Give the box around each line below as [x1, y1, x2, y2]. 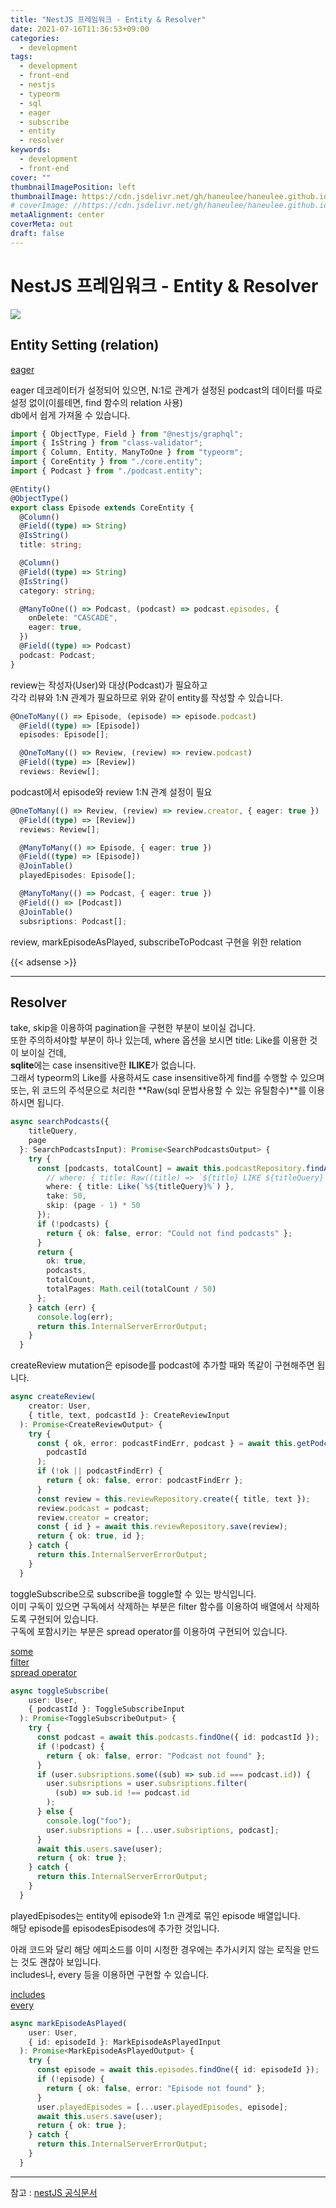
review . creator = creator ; [36, 1512, 150, 1523]
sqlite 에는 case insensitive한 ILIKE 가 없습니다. [10, 1059, 197, 1071]
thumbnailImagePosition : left [10, 182, 137, 192]
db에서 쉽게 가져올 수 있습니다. [10, 409, 131, 421]
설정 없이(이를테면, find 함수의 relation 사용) [10, 396, 183, 408]
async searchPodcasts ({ [10, 1117, 110, 1127]
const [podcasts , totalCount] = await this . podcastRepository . [36, 1163, 307, 1173]
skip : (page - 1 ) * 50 [46, 1201, 141, 1211]
